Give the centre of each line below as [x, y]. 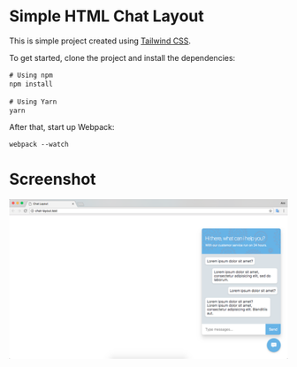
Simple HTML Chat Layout [107, 16]
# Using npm [31, 75]
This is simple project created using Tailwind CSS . [100, 41]
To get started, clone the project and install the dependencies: [122, 57]
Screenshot [53, 180]
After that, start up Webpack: [62, 126]
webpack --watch [39, 144]
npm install [31, 84]
